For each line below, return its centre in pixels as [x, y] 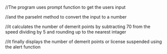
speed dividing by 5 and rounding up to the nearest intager [66, 32]
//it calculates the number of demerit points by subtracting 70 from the [78, 26]
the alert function [23, 47]
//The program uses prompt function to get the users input [65, 7]
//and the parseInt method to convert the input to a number [66, 17]
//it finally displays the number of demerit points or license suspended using [84, 41]
